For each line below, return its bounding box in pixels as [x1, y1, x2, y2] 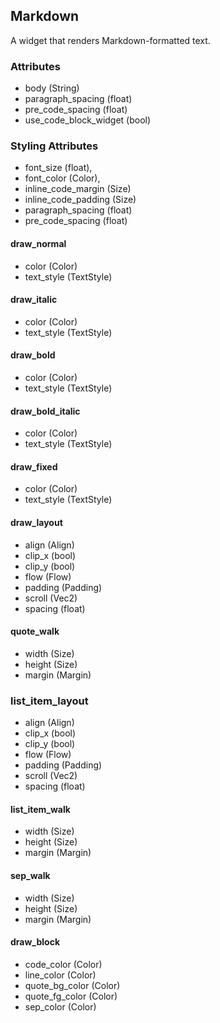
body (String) [24, 82, 80, 94]
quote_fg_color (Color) [24, 990, 118, 1002]
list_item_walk [10, 803, 71, 815]
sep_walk [10, 869, 51, 881]
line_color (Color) [24, 969, 97, 981]
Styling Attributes [10, 139, 99, 153]
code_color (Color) [24, 958, 103, 970]
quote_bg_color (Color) [24, 979, 121, 991]
